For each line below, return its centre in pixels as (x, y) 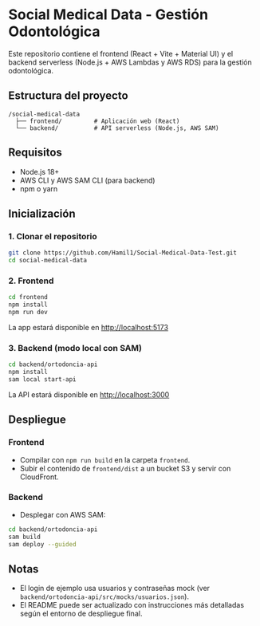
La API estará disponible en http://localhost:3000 (89, 394)
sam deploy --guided (43, 544)
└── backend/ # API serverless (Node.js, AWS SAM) (117, 128)
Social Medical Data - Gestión (108, 15)
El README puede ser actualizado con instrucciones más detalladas (132, 605)
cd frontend (28, 297)
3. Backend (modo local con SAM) (75, 348)
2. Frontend (31, 281)
